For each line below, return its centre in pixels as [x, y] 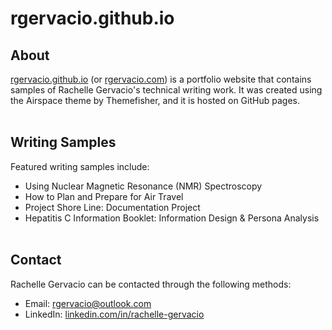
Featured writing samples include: [80, 166]
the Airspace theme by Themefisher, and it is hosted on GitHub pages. [155, 100]
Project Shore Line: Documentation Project [112, 207]
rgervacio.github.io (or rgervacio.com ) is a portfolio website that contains [161, 79]
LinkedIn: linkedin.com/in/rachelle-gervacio [114, 314]
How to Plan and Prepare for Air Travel [104, 196]
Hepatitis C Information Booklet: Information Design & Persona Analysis [172, 218]
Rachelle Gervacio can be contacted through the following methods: [151, 284]
